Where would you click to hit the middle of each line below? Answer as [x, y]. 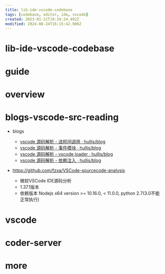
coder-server [33, 243]
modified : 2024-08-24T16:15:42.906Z [43, 24]
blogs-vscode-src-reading [62, 117]
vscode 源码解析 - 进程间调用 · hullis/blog [63, 141]
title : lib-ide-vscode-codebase [39, 10]
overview [25, 94]
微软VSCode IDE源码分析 [45, 180]
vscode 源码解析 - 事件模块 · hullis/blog [60, 148]
